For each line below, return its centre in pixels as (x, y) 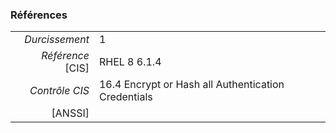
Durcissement (57, 40)
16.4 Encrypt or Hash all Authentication (191, 85)
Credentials (125, 97)
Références (39, 15)
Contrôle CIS (59, 91)
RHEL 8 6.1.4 (130, 62)
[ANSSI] (70, 113)
